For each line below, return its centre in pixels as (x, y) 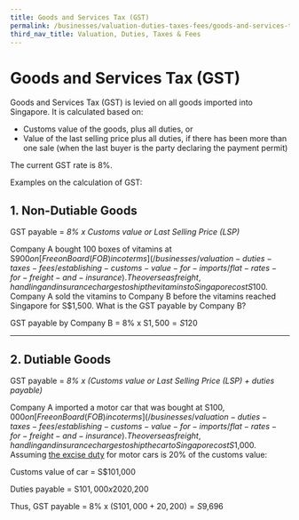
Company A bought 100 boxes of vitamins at (91, 249)
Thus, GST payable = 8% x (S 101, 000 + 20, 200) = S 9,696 (117, 506)
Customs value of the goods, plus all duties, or (108, 129)
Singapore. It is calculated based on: (77, 112)
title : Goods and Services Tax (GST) (80, 17)
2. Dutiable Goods (61, 360)
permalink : (30, 26)
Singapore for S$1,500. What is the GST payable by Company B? (128, 306)
